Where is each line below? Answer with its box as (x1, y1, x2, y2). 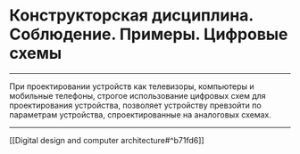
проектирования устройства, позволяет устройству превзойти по (9, 100, 262, 110)
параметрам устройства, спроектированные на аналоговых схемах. (9, 109, 272, 120)
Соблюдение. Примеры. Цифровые (9, 24, 288, 45)
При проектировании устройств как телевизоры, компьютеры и (9, 81, 254, 92)
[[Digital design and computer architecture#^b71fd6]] (9, 134, 204, 145)
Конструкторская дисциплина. (9, 5, 254, 26)
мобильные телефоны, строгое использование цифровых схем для (9, 90, 266, 101)
